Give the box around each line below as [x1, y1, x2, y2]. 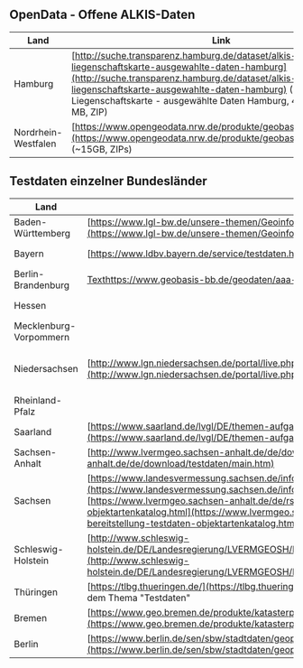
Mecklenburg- [14, 320, 77, 332]
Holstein [14, 554, 50, 567]
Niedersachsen [14, 362, 78, 375]
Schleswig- [14, 543, 64, 555]
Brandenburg [14, 279, 70, 292]
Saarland [14, 425, 52, 438]
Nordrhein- [14, 125, 63, 138]
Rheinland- [14, 394, 62, 406]
